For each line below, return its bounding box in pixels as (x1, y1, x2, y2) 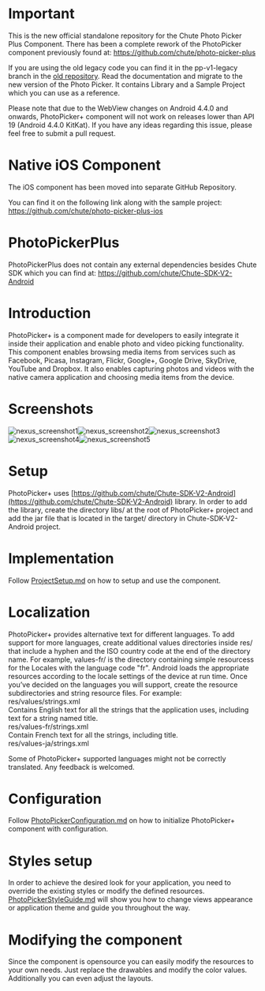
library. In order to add (174, 497, 248, 506)
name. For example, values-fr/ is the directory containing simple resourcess (8, 655, 255, 664)
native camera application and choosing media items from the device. (8, 372, 235, 381)
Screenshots (8, 400, 94, 418)
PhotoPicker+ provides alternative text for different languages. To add (8, 629, 235, 639)
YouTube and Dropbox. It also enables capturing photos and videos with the (8, 364, 255, 374)
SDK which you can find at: (8, 268, 97, 277)
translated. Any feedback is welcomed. (8, 762, 136, 771)
